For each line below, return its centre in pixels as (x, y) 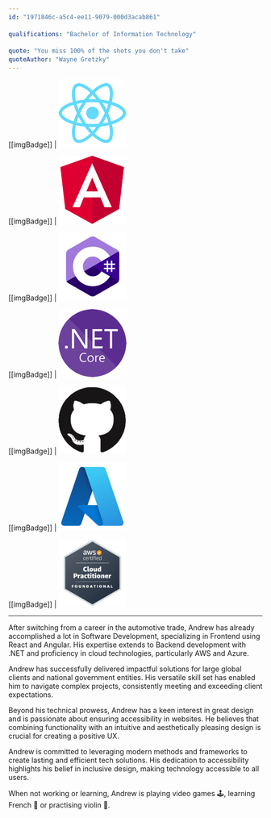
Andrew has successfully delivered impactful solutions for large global (125, 669)
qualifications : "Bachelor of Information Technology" (102, 34)
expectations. (31, 695)
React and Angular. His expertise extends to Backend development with (127, 645)
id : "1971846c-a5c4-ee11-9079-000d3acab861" (84, 17)
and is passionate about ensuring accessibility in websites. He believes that (134, 719)
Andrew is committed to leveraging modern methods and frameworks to (128, 751)
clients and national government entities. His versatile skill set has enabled (132, 677)
